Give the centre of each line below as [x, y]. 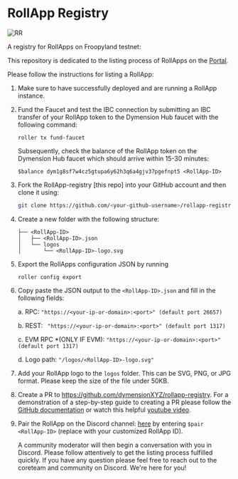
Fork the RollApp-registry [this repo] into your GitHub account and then [122, 185]
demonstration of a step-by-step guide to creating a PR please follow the [124, 402]
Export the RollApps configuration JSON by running [93, 264]
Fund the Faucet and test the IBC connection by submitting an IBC [114, 109]
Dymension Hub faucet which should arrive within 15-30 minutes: [113, 158]
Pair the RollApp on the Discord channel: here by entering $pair [110, 423]
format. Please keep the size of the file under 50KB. [93, 381]
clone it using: [38, 192]
